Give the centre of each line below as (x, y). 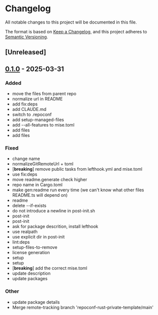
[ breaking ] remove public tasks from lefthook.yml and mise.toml (77, 169)
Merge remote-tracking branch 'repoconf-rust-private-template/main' (83, 307)
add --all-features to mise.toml (43, 125)
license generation (31, 253)
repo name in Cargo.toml (37, 185)
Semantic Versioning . (26, 37)
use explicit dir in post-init (38, 237)
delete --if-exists (29, 206)
